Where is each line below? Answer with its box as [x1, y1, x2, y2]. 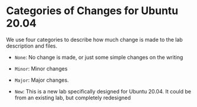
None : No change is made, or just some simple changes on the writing [14, 53, 183, 61]
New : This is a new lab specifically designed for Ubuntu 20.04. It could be [14, 88, 192, 95]
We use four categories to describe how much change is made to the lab [6, 36, 183, 43]
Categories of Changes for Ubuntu [6, 4, 179, 18]
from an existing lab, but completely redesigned [14, 94, 131, 101]
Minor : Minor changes [14, 65, 68, 72]
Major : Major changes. [14, 76, 69, 83]
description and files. [6, 42, 58, 49]
